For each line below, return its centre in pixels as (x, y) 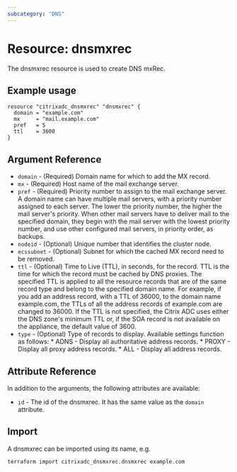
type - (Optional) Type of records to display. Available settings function (121, 334)
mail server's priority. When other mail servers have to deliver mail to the (123, 214)
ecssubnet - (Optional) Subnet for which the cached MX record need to (121, 252)
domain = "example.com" (48, 113)
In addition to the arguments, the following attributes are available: (104, 388)
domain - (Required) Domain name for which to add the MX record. (114, 177)
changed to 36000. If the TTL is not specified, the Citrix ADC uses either (123, 312)
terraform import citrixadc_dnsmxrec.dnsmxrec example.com (96, 461)
